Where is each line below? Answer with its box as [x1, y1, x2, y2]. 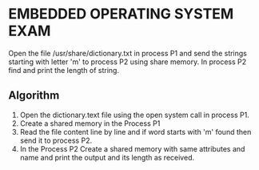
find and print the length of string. [8, 65, 120, 75]
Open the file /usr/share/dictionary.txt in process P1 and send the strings [8, 48, 248, 58]
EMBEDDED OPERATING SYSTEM [8, 5, 234, 23]
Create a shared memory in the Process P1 [19, 118, 161, 128]
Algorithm [8, 89, 60, 103]
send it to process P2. [19, 136, 93, 145]
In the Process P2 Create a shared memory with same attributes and [19, 144, 245, 153]
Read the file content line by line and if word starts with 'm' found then [19, 127, 252, 136]
